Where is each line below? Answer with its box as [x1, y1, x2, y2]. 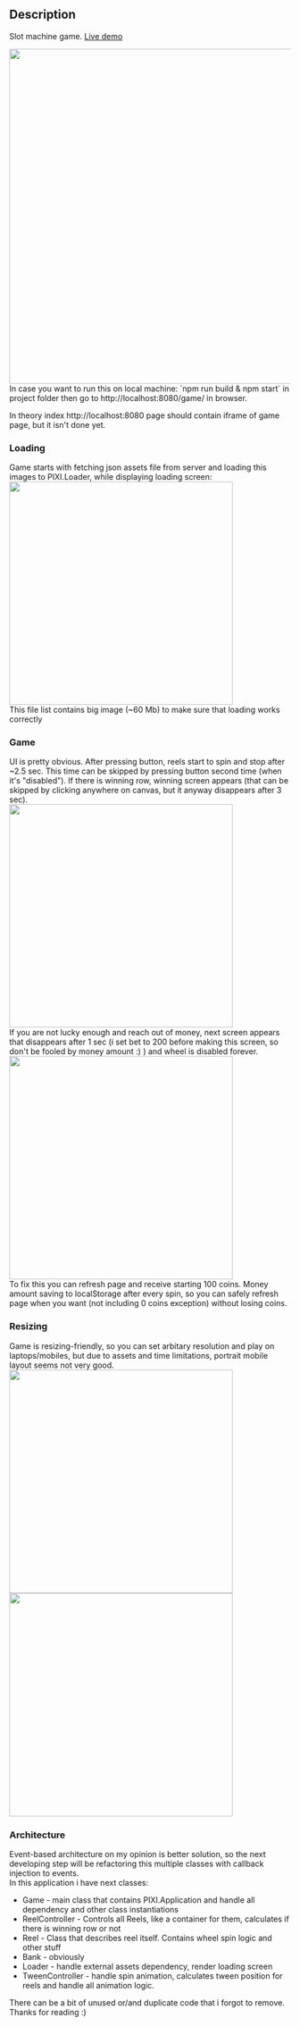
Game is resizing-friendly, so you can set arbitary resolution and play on [9, 1340, 275, 1352]
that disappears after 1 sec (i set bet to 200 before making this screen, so [9, 1036, 279, 1048]
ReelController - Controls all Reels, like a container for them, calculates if [21, 1913, 290, 1924]
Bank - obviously [21, 1952, 85, 1962]
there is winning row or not [21, 1923, 121, 1933]
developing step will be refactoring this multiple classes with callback [9, 1858, 264, 1869]
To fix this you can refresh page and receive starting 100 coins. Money [9, 1279, 269, 1290]
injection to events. [9, 1868, 79, 1879]
